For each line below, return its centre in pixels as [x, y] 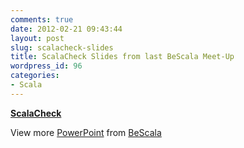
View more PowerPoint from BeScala [86, 132]
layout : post [37, 38]
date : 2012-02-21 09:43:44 [66, 29]
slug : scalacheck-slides [62, 47]
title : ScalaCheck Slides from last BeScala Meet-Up [122, 57]
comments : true [42, 19]
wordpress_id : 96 [46, 66]
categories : [35, 76]
